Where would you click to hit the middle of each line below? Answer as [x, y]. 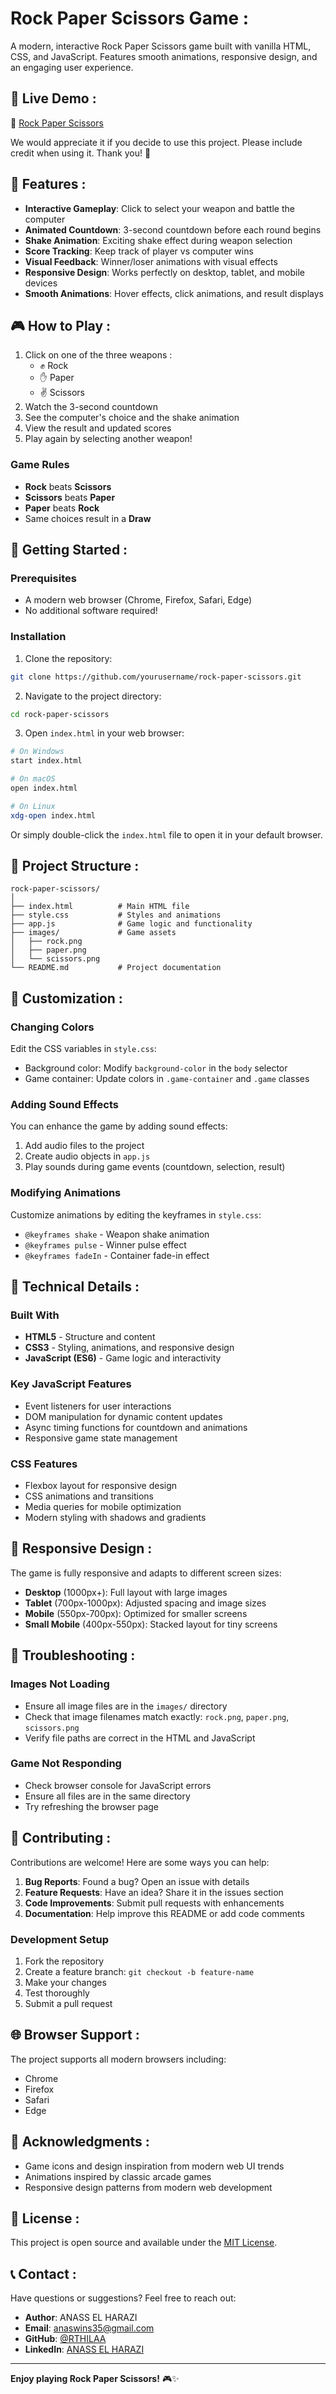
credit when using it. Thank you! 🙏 [81, 153]
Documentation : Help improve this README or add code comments [164, 1913]
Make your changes [65, 1982]
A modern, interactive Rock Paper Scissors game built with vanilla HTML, [161, 46]
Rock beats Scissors [68, 486]
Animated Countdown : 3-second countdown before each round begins [173, 229]
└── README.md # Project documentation [116, 968]
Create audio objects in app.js [87, 1156]
